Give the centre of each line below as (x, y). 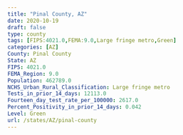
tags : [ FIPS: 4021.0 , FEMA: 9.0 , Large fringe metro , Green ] (92, 41)
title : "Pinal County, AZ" (47, 14)
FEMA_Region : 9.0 (33, 74)
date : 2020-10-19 (33, 21)
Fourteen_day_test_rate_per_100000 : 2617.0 (73, 101)
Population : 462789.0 (40, 80)
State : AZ (22, 61)
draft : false (27, 27)
